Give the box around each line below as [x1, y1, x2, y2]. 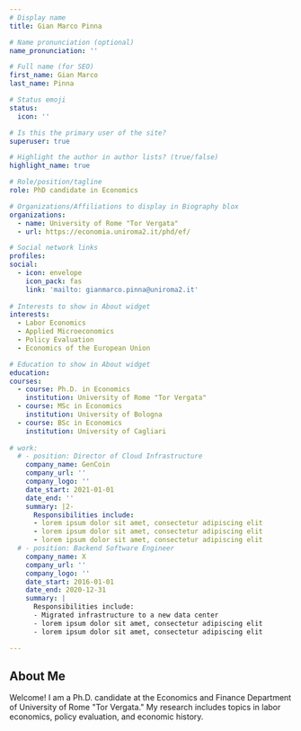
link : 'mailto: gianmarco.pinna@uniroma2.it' [25, 285, 199, 294]
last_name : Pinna [9, 79, 75, 88]
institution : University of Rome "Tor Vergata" [25, 393, 207, 403]
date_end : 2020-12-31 [25, 585, 106, 594]
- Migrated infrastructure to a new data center [32, 611, 219, 620]
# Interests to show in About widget [9, 302, 151, 311]
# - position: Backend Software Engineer [17, 544, 175, 553]
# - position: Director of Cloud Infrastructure [17, 451, 203, 461]
